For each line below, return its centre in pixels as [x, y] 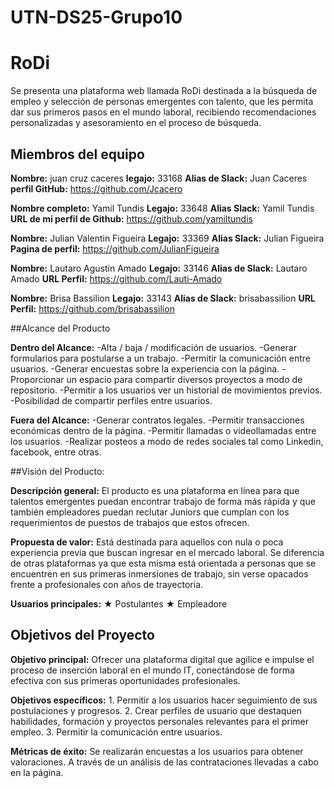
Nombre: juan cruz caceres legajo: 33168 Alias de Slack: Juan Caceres [159, 178]
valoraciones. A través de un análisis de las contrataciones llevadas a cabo [164, 762]
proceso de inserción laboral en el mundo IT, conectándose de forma [152, 670]
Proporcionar [37, 379]
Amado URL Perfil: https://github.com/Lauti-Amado [116, 278]
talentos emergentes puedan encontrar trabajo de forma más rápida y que [163, 501]
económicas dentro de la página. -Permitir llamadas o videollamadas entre [163, 430]
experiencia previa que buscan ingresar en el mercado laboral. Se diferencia [167, 552]
